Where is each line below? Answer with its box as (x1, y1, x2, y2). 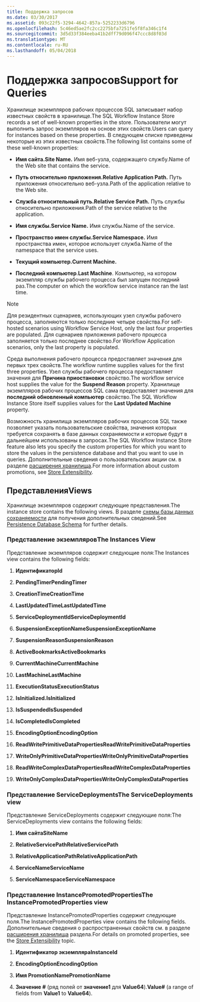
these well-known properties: (7, 144, 79, 151)
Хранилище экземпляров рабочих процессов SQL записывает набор (7, 106, 183, 113)
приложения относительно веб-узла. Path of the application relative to (15, 180, 191, 187)
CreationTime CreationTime (15, 590, 85, 597)
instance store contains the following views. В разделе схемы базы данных (7, 508, 194, 515)
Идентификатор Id (15, 567, 63, 574)
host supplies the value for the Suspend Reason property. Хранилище (7, 380, 180, 387)
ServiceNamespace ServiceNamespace (15, 876, 115, 883)
